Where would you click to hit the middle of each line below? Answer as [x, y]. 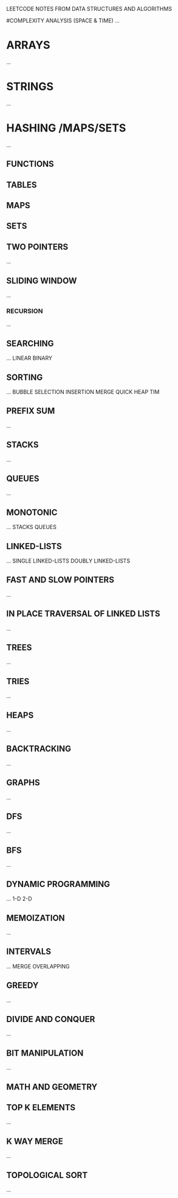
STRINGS [30, 87]
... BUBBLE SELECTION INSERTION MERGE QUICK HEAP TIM [83, 391]
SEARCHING [30, 343]
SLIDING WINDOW [42, 280]
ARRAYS [28, 45]
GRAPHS [23, 783]
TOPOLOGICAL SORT [47, 1175]
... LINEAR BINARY [29, 358]
